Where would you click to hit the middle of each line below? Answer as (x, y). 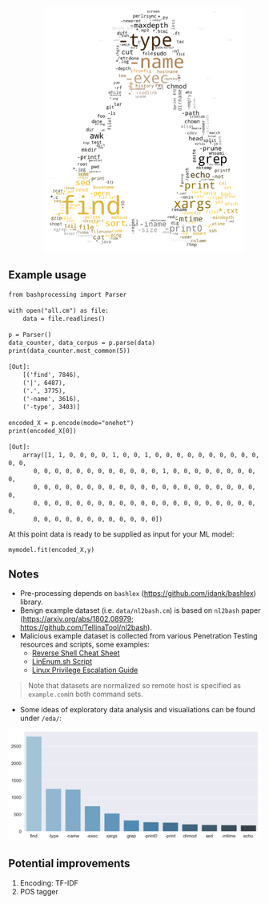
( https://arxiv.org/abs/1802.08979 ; (77, 619)
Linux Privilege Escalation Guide (85, 670)
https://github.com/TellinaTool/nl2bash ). (86, 627)
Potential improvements (69, 863)
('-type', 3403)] (52, 407)
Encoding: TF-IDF (49, 883)
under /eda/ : (41, 718)
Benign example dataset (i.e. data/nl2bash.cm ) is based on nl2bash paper (140, 610)
